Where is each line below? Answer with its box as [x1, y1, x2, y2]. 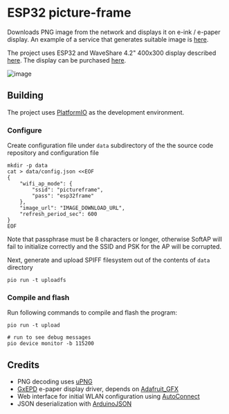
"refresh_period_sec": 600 [19, 210, 98, 218]
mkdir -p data [7, 162, 48, 169]
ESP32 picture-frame [7, 5, 131, 21]
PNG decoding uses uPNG [17, 377, 93, 386]
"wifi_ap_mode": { [19, 181, 73, 188]
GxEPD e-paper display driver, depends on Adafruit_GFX [17, 385, 178, 393]
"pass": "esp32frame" [32, 192, 95, 199]
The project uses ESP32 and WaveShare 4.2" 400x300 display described [7, 49, 217, 57]
